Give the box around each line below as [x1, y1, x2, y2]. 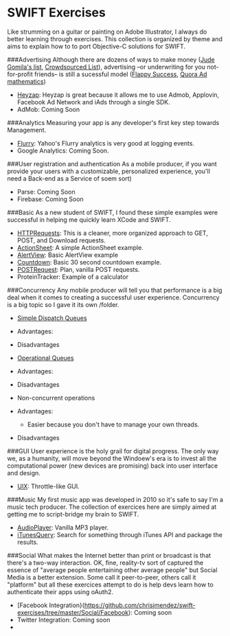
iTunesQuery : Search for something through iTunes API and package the [16, 530, 223, 538]
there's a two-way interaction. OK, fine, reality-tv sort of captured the [7, 558, 204, 567]
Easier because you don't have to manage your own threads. [27, 420, 200, 429]
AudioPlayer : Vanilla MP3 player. [16, 523, 109, 532]
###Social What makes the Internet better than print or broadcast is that [7, 551, 211, 559]
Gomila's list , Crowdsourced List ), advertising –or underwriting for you [7, 63, 206, 71]
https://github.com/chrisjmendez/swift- [84, 601, 196, 609]
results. [16, 538, 39, 546]
